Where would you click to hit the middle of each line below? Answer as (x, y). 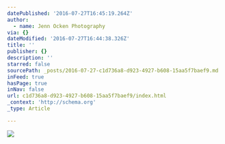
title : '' (21, 45)
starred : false (29, 64)
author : (18, 20)
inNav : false (26, 89)
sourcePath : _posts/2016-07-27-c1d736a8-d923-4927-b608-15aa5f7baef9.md (113, 70)
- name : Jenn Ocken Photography (59, 26)
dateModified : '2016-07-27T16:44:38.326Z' (68, 39)
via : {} (18, 32)
